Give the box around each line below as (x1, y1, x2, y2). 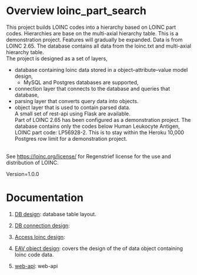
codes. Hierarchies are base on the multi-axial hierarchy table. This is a (6, 29, 179, 37)
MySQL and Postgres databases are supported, (23, 78, 139, 86)
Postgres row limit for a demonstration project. (14, 135, 128, 142)
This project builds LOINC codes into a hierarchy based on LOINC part (6, 24, 176, 31)
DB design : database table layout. (14, 210, 96, 217)
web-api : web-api (14, 262, 58, 269)
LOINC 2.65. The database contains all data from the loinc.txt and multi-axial (6, 42, 192, 49)
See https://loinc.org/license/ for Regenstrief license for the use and (6, 153, 171, 160)
